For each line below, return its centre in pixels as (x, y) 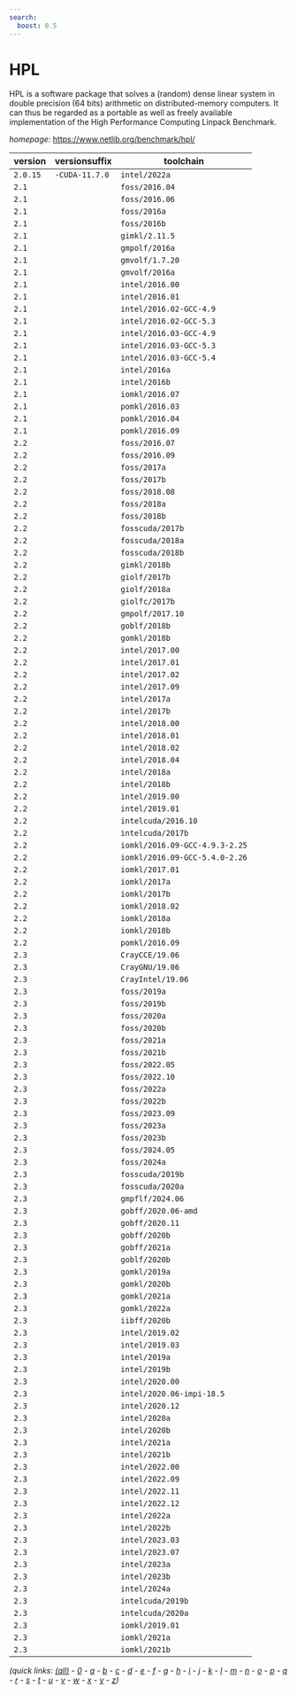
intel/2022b (145, 1528)
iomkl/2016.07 (150, 394)
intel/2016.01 (150, 297)
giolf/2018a (145, 589)
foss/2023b (143, 1138)
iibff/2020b (145, 1321)
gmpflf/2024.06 (152, 1199)
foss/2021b (143, 1053)
